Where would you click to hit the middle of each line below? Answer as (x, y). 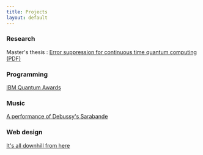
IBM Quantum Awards (34, 88)
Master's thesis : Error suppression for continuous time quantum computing (102, 52)
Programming (27, 74)
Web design (24, 133)
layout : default (27, 18)
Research (21, 39)
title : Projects (27, 12)
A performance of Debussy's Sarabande (57, 117)
